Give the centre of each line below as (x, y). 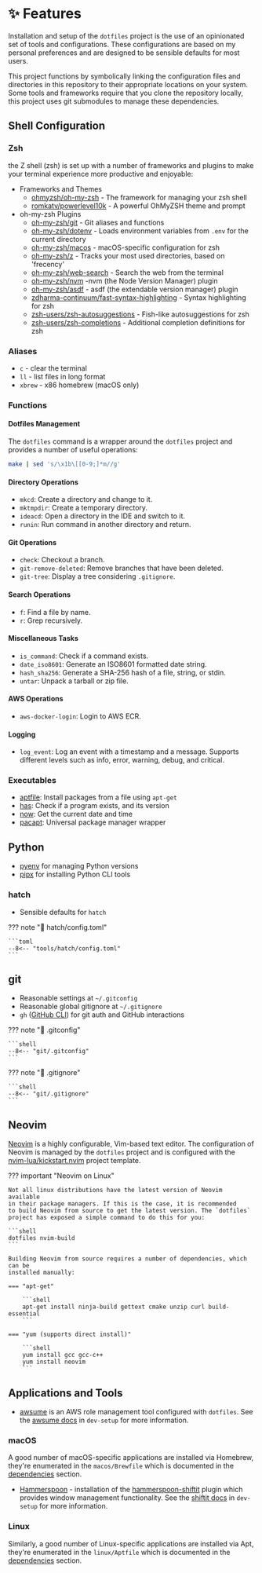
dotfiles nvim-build (42, 1238)
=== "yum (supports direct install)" (70, 1335)
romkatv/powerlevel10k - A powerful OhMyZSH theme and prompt (138, 206)
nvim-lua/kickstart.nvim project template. (75, 1161)
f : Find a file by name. (55, 612)
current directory (58, 239)
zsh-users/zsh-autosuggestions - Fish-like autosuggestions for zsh (140, 314)
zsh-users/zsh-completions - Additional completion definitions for (138, 322)
